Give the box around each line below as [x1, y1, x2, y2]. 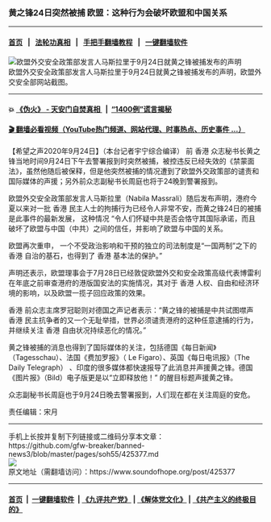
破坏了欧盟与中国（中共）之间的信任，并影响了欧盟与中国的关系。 [8, 224, 227, 234]
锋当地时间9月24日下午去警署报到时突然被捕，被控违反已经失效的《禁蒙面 [8, 156, 256, 166]
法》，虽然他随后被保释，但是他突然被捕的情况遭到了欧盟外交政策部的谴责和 [8, 167, 260, 176]
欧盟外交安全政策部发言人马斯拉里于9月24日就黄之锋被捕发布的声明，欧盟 [8, 67, 256, 77]
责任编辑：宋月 [8, 407, 58, 416]
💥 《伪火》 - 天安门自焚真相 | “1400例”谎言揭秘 [8, 105, 172, 114]
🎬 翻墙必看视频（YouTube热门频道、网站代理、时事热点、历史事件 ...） [8, 124, 246, 134]
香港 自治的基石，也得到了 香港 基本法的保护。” [8, 251, 163, 261]
